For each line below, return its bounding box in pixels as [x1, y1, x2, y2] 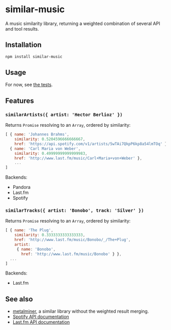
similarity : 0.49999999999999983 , [14, 151, 88, 156]
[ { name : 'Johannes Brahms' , [5, 132, 70, 137]
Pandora [12, 184, 31, 190]
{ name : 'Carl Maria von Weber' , [10, 146, 81, 151]
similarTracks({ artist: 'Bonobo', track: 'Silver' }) [5, 208, 144, 213]
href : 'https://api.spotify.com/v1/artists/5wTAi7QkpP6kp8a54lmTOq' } [14, 141, 167, 146]
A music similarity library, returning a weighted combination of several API [5, 20, 160, 26]
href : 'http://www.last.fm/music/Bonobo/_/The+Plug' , [14, 237, 131, 242]
